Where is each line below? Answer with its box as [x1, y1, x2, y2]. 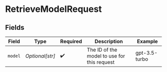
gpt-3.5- [135, 50, 158, 56]
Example [137, 38, 158, 45]
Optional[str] [25, 53, 56, 59]
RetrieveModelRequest [5, 3, 102, 15]
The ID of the [86, 46, 118, 53]
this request [86, 59, 115, 66]
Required [60, 38, 83, 45]
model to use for [86, 53, 125, 59]
